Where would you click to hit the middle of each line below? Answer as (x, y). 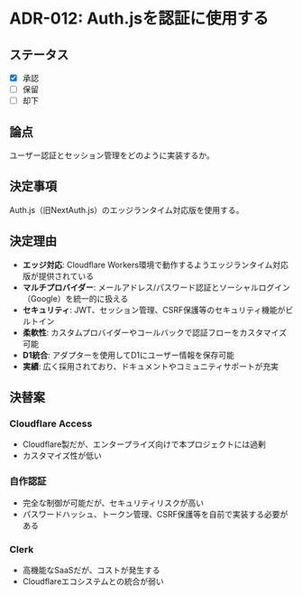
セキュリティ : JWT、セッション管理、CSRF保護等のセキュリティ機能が (154, 310)
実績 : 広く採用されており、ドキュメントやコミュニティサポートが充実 (151, 366)
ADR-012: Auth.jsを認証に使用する (139, 19)
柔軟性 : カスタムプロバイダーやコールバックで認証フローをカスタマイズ (154, 332)
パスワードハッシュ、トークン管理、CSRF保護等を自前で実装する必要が (155, 514)
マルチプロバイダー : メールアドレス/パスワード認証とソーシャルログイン (156, 287)
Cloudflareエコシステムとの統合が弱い (93, 581)
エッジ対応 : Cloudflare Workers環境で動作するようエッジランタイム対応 (156, 265)
